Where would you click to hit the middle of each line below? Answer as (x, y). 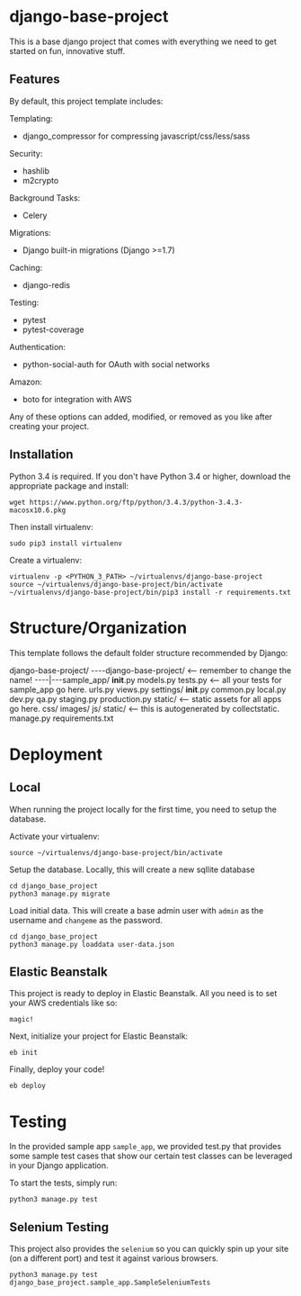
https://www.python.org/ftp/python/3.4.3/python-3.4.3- (136, 502)
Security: (26, 153)
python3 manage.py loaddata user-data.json (92, 944)
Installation (41, 455)
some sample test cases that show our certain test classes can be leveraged (151, 1156)
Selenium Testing (59, 1227)
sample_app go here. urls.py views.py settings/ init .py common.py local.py (148, 689)
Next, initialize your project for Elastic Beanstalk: (99, 1036)
